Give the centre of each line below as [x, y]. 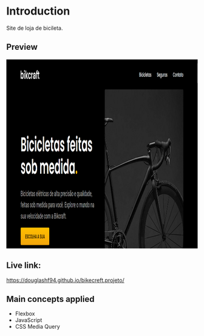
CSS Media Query [37, 327]
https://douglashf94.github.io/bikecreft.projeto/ [65, 280]
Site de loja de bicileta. [35, 28]
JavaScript [29, 320]
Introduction [38, 11]
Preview [22, 47]
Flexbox [25, 314]
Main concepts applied [50, 299]
